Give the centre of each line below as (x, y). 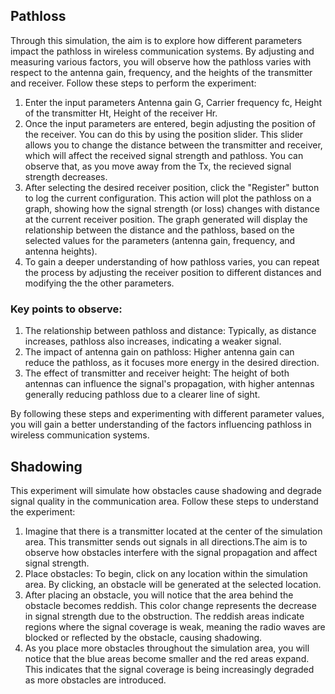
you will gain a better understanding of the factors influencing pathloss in (161, 425)
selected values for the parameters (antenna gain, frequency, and (160, 240)
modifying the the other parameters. (99, 283)
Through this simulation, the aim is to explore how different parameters (156, 40)
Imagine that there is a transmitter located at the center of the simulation (173, 531)
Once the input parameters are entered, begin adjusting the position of (170, 123)
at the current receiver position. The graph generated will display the (166, 219)
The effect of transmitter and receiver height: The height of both (157, 373)
